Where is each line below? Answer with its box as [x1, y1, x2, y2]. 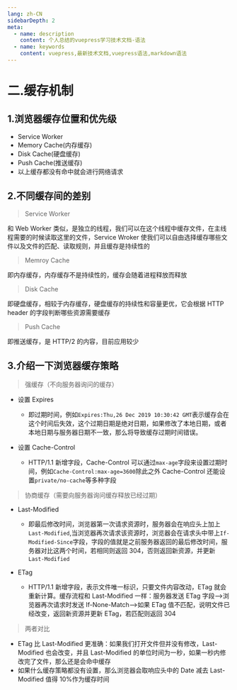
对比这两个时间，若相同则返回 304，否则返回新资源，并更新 [40, 546, 216, 555]
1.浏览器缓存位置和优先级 [7, 113, 117, 125]
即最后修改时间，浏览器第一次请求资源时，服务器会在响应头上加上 [28, 519, 221, 528]
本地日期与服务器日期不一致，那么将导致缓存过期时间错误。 [28, 428, 202, 436]
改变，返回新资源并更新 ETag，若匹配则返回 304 [34, 609, 176, 618]
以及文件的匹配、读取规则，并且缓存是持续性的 [13, 242, 150, 250]
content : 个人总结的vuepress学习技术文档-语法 [20, 37, 146, 44]
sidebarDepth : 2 [7, 17, 55, 24]
